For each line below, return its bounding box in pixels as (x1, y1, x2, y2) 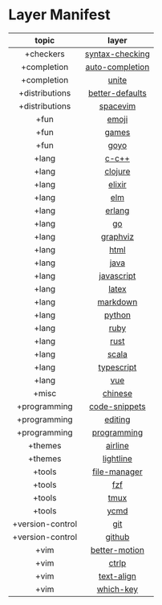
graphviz (100, 231, 135, 242)
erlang (105, 205, 130, 216)
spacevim (99, 100, 136, 112)
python (103, 309, 131, 321)
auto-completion (85, 61, 150, 72)
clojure (103, 166, 131, 177)
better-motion (90, 544, 144, 555)
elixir (107, 178, 127, 190)
